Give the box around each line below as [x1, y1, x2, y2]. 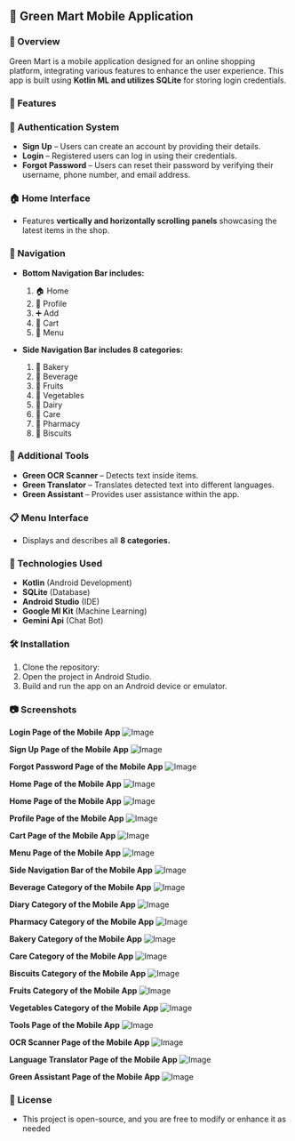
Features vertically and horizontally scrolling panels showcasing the [21, 215, 277, 227]
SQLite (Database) [21, 587, 91, 598]
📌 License [9, 1093, 52, 1105]
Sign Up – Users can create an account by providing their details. [21, 141, 261, 151]
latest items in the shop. [21, 225, 110, 236]
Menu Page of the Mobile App [9, 847, 122, 858]
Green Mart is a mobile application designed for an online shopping [9, 55, 256, 67]
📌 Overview [9, 36, 60, 48]
